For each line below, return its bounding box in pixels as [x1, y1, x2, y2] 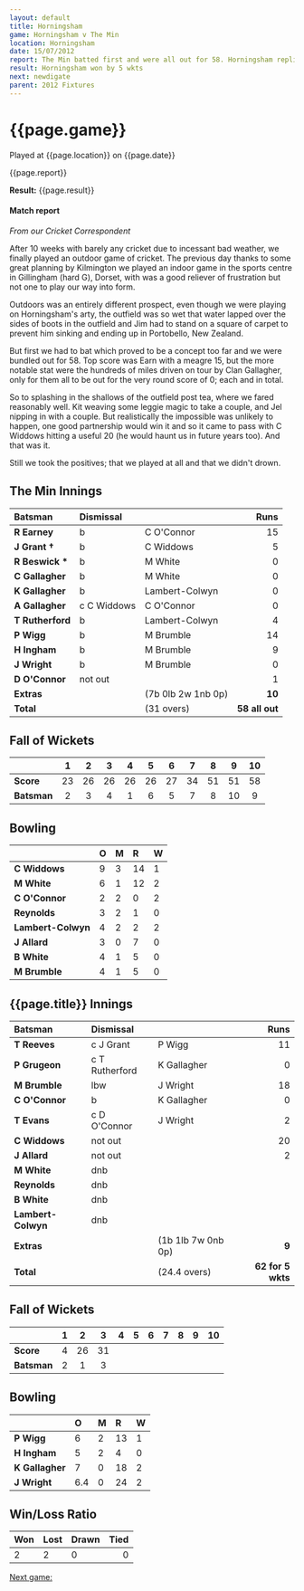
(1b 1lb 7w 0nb [157, 1234, 224, 1247]
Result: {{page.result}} [9, 185, 95, 195]
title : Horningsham [9, 22, 83, 31]
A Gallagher [14, 599, 66, 612]
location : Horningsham [9, 38, 95, 48]
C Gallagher [14, 569, 66, 582]
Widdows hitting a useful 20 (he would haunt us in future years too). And [9, 430, 280, 441]
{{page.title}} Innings [9, 996, 134, 1012]
